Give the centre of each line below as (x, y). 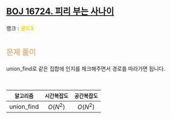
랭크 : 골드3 (20, 28)
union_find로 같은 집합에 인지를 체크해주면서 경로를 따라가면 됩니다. (86, 68)
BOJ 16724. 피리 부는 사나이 (60, 11)
